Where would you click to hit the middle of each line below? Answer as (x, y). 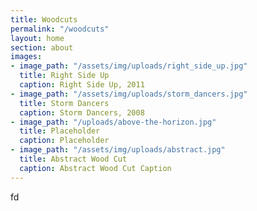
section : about (42, 47)
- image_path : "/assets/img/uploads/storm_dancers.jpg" (129, 94)
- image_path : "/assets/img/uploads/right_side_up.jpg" (129, 66)
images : (26, 57)
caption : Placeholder (64, 141)
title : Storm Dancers (64, 103)
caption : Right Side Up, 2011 (82, 85)
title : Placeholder (60, 131)
